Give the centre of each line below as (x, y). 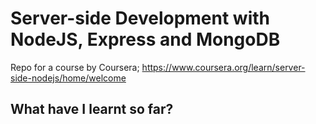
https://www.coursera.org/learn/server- (223, 67)
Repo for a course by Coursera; (75, 67)
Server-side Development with (140, 18)
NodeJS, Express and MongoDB (145, 39)
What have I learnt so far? (92, 109)
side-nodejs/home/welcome (68, 78)
